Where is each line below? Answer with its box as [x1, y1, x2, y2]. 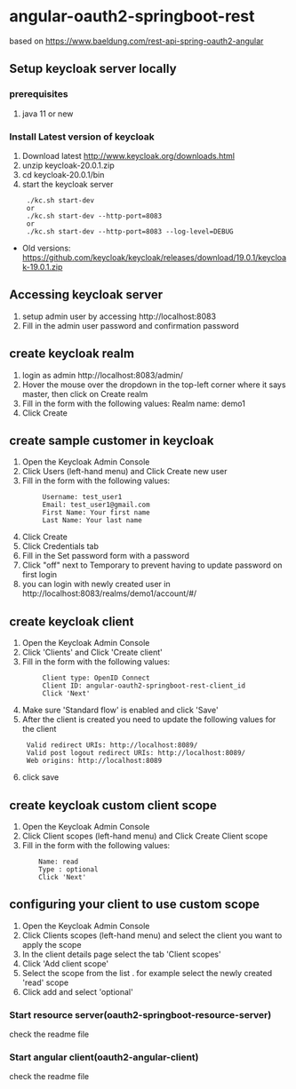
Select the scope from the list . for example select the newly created [21, 967, 273, 978]
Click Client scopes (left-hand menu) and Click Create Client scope [21, 831, 268, 841]
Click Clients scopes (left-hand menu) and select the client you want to [21, 930, 283, 941]
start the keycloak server [21, 179, 114, 189]
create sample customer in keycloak [9, 433, 214, 448]
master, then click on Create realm [21, 388, 148, 399]
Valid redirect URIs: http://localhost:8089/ [26, 741, 198, 750]
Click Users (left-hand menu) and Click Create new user [21, 466, 228, 477]
